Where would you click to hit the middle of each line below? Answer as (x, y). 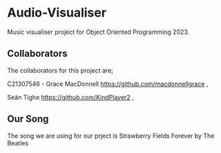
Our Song (28, 119)
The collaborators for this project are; (60, 70)
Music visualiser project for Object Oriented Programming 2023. (98, 32)
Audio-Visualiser (57, 13)
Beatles (18, 143)
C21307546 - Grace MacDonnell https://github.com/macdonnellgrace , (108, 84)
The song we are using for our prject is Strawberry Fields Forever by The (111, 136)
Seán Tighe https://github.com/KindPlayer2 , (71, 97)
